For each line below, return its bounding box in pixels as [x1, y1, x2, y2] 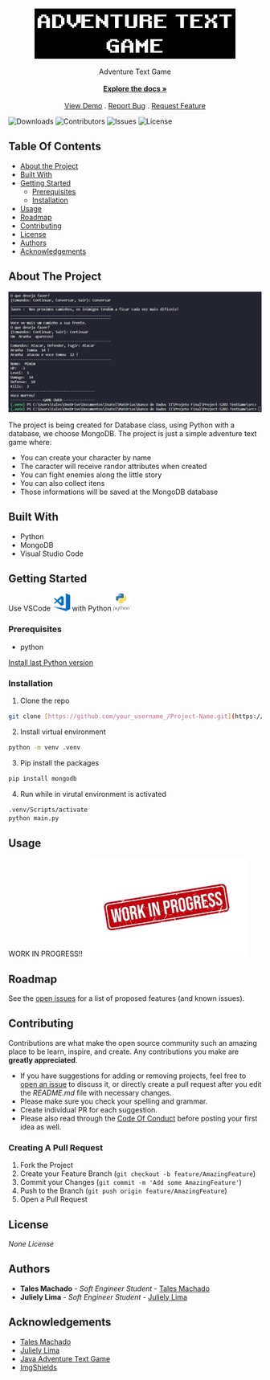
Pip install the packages [19, 757, 100, 767]
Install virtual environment [19, 727, 106, 737]
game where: [8, 437, 52, 447]
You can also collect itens [19, 478, 105, 488]
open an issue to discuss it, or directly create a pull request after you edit [19, 1079, 262, 1088]
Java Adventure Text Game [19, 1353, 111, 1363]
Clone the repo [19, 696, 70, 706]
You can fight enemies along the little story [19, 470, 162, 480]
